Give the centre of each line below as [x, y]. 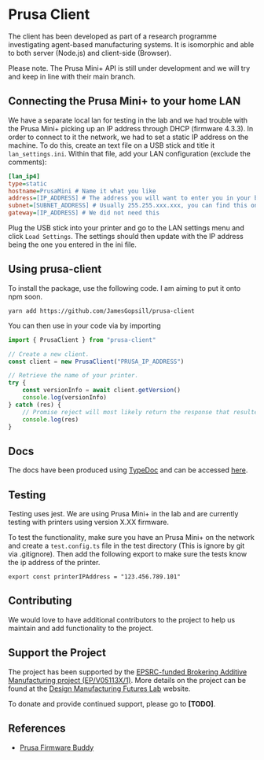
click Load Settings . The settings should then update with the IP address [126, 236]
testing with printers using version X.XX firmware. [89, 522]
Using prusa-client [55, 269]
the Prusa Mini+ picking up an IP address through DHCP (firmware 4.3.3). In [131, 128]
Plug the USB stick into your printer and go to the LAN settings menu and [126, 228]
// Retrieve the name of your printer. [73, 376]
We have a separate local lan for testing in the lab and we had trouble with [128, 120]
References [37, 729]
